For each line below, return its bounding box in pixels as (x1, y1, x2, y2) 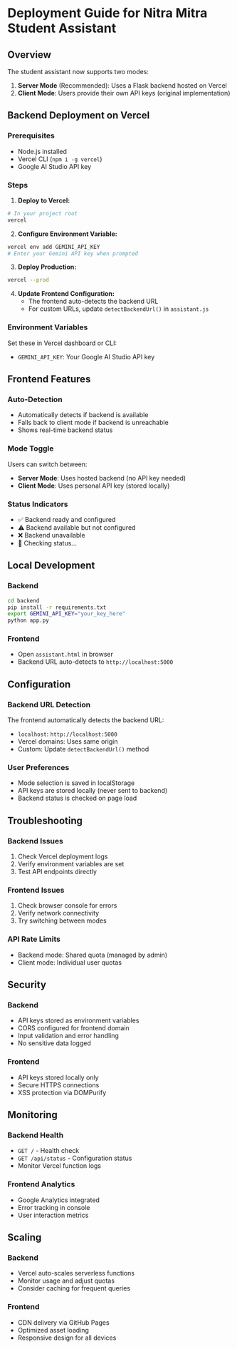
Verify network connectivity (17, 909, 100, 918)
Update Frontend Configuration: (17, 289, 115, 298)
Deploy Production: (17, 262, 77, 272)
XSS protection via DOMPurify (17, 1088, 107, 1097)
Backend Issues (7, 836, 64, 846)
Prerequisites (7, 130, 55, 140)
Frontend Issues (7, 886, 65, 896)
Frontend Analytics (7, 1179, 75, 1189)
